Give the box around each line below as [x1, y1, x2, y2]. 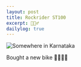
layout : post [6, 8, 39, 15]
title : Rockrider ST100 [6, 14, 66, 21]
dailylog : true [6, 25, 45, 32]
